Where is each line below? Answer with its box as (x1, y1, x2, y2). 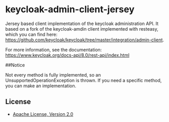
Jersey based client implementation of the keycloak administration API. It (5, 20, 159, 27)
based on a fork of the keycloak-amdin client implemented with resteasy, (5, 26, 159, 32)
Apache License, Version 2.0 (12, 111, 74, 117)
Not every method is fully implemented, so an (5, 71, 101, 78)
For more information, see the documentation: (5, 46, 102, 53)
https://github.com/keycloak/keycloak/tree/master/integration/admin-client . (5, 37, 164, 43)
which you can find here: (5, 31, 58, 37)
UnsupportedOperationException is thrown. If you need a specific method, (5, 77, 162, 83)
